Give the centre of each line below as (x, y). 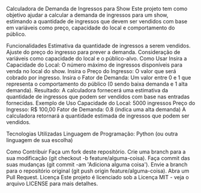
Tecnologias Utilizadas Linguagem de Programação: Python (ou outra (92, 134)
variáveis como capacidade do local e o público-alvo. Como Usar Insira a (97, 58)
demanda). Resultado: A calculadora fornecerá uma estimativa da (87, 90)
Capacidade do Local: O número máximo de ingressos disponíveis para (94, 65)
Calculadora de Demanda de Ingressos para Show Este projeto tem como (97, 9)
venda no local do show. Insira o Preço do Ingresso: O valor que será (91, 71)
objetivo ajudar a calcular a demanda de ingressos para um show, (87, 15)
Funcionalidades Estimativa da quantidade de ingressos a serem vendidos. (98, 46)
